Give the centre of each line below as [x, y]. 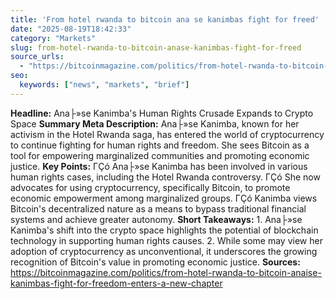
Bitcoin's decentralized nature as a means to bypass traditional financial [158, 208]
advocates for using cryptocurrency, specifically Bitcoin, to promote [150, 187]
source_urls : [37, 57]
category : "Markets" [53, 38]
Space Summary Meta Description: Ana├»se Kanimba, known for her [155, 123]
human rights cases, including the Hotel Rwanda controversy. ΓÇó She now [165, 177]
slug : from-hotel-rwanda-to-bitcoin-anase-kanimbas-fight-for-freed [156, 47]
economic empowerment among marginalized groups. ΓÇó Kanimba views [164, 198]
